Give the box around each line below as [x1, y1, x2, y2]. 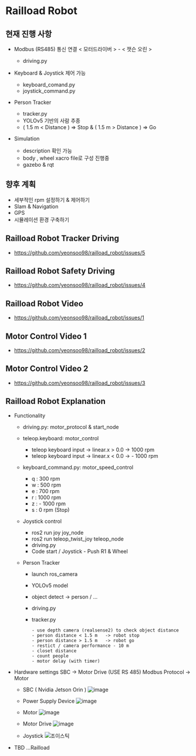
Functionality [13, 412, 46, 419]
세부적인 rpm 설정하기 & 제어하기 [13, 196, 90, 203]
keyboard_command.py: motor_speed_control [22, 464, 134, 471]
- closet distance [31, 647, 77, 654]
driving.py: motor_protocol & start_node [22, 423, 119, 430]
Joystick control [22, 518, 62, 525]
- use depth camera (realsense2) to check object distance [31, 627, 180, 633]
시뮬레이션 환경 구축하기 [13, 216, 70, 223]
